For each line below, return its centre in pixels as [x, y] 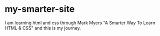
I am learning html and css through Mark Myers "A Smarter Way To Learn [80, 23]
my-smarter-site [40, 9]
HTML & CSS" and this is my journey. [43, 28]
